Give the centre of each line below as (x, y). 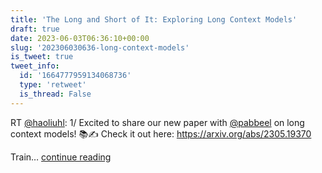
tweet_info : (35, 66)
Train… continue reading (61, 157)
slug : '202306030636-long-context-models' (100, 47)
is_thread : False (55, 94)
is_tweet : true (42, 57)
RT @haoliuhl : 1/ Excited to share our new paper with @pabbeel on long (157, 122)
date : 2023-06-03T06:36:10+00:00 (80, 38)
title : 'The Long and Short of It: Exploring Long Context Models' (154, 19)
